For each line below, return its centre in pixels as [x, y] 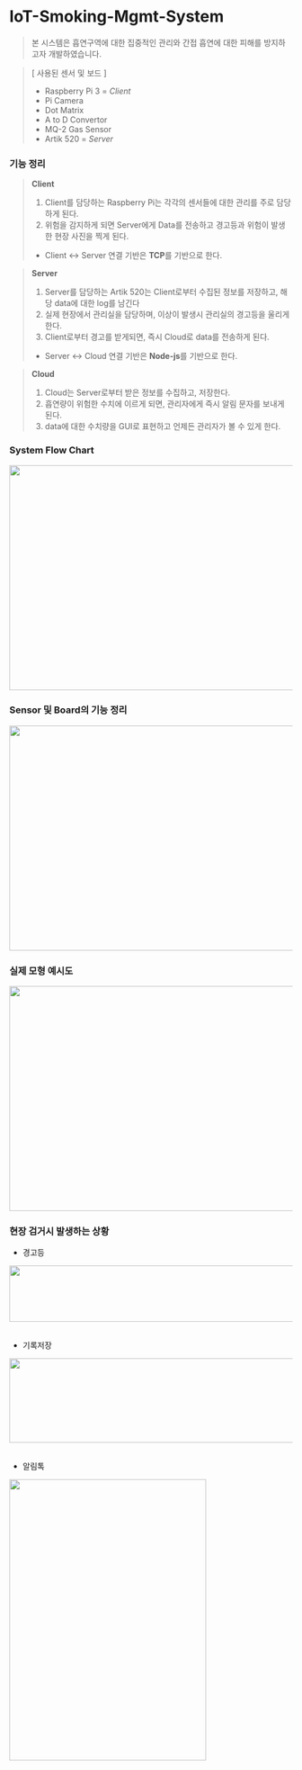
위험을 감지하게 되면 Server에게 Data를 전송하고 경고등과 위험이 [157, 225]
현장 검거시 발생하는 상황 [59, 1232]
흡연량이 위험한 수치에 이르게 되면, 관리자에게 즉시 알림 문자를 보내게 [164, 404]
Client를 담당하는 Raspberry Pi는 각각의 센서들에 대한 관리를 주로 [160, 202]
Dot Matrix [64, 110]
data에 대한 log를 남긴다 [97, 303]
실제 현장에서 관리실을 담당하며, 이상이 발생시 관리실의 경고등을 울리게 [167, 314]
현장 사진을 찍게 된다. [92, 237]
